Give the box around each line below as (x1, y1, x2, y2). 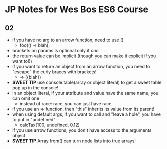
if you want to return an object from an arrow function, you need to (12, 64, 150, 69)
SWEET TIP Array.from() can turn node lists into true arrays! (12, 138, 136, 144)
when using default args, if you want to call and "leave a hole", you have (12, 111, 161, 117)
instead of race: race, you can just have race (19, 101, 112, 106)
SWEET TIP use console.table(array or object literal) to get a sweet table (12, 79, 162, 85)
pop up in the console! (12, 85, 59, 91)
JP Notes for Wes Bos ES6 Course (5, 4, 149, 15)
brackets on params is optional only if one (12, 48, 99, 53)
